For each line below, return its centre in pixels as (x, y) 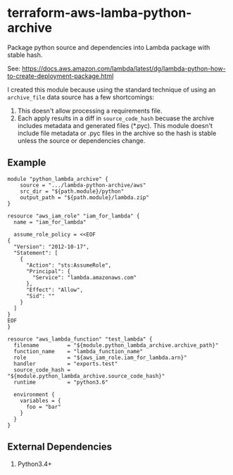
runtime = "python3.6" (61, 382)
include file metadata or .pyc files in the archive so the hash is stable (117, 133)
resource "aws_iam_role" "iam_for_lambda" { (74, 216)
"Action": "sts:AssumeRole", (69, 265)
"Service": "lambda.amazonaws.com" (85, 277)
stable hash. (25, 55)
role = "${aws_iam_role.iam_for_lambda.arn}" (101, 357)
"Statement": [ (36, 253)
